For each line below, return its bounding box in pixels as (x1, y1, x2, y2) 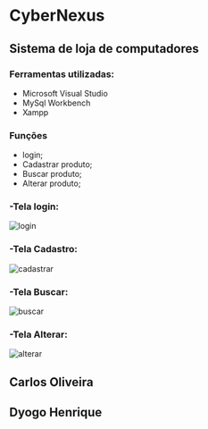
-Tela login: (9, 200, 60, 213)
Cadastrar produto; (21, 159, 93, 170)
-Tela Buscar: (9, 285, 69, 298)
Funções (9, 129, 47, 141)
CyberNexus (9, 5, 105, 26)
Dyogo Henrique (9, 405, 103, 420)
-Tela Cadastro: (9, 243, 78, 256)
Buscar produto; (21, 169, 82, 180)
